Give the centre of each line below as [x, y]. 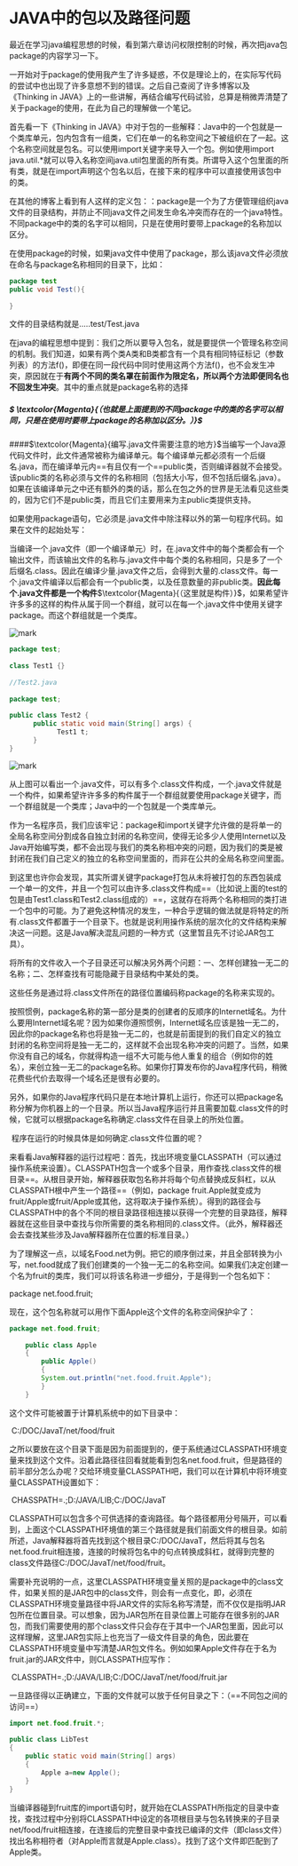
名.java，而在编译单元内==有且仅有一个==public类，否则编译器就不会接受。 [148, 466]
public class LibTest [49, 1740]
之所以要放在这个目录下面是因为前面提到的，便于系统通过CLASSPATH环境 [145, 1449]
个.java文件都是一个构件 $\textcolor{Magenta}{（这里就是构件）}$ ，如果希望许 [149, 593]
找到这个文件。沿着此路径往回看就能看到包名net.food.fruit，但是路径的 [153, 1460]
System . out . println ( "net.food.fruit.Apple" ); [127, 1378]
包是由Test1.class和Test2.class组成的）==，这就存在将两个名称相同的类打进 [149, 899]
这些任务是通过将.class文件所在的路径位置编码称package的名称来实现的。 [144, 992]
